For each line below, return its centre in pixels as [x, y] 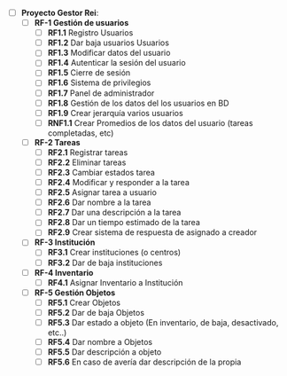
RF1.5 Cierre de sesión [89, 73]
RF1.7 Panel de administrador [101, 93]
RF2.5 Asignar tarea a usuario [102, 192]
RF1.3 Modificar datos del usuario [109, 53]
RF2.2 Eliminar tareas [87, 162]
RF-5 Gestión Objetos [75, 293]
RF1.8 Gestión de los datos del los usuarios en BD [138, 103]
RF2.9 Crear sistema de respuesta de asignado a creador [152, 232]
